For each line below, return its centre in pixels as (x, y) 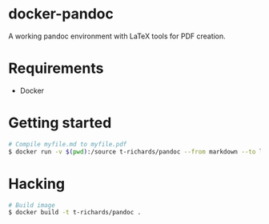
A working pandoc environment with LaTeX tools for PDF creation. (117, 36)
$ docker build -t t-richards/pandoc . (75, 213)
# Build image (32, 205)
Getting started (60, 123)
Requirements (56, 68)
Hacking (37, 184)
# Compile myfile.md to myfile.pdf (68, 144)
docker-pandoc (61, 14)
